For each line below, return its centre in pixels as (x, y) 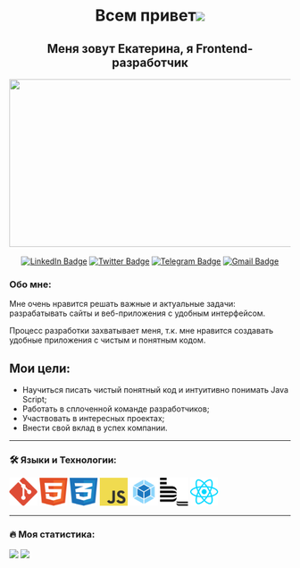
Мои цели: (40, 368)
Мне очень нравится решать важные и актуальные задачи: (123, 304)
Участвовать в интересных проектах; (93, 419)
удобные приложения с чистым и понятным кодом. (108, 340)
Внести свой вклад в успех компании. (95, 428)
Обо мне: (30, 284)
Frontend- (225, 49)
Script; (34, 400)
